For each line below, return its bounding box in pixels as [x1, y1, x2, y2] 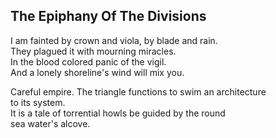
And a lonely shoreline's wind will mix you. [10, 66, 185, 78]
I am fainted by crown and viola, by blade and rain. [10, 34, 218, 46]
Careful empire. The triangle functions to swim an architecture [10, 85, 267, 98]
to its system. [10, 96, 66, 108]
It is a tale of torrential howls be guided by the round [10, 107, 226, 119]
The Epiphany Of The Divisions [10, 8, 207, 25]
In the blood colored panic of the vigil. [10, 55, 167, 68]
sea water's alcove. [10, 117, 91, 129]
